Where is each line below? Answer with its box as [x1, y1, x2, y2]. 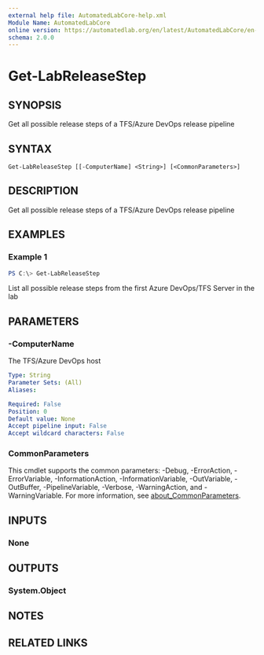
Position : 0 [8, 407, 47, 415]
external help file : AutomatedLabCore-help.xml [8, 11, 167, 20]
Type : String [8, 371, 51, 380]
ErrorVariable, [8, 474, 53, 484]
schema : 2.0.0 [8, 33, 55, 42]
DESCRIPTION [8, 184, 79, 197]
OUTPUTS [8, 561, 59, 575]
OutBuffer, [8, 483, 42, 492]
